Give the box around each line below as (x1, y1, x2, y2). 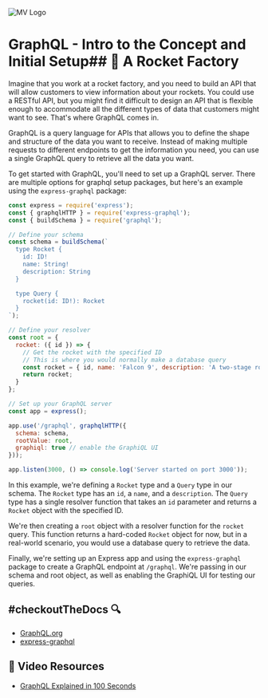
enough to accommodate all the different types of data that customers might (8, 104, 259, 113)
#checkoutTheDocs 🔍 (8, 603, 121, 617)
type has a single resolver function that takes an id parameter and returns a (8, 497, 258, 507)
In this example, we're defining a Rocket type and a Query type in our (8, 480, 233, 490)
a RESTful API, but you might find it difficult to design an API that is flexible (8, 96, 254, 105)
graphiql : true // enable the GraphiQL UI (15, 444, 159, 452)
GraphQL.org (19, 628, 63, 637)
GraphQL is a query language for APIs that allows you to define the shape (8, 128, 250, 137)
